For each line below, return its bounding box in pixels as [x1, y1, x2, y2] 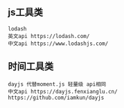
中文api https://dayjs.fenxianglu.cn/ [8, 88, 118, 95]
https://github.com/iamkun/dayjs [8, 94, 105, 101]
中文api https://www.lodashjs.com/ [8, 40, 109, 47]
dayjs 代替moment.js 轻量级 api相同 [8, 80, 107, 88]
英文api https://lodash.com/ [8, 33, 90, 39]
